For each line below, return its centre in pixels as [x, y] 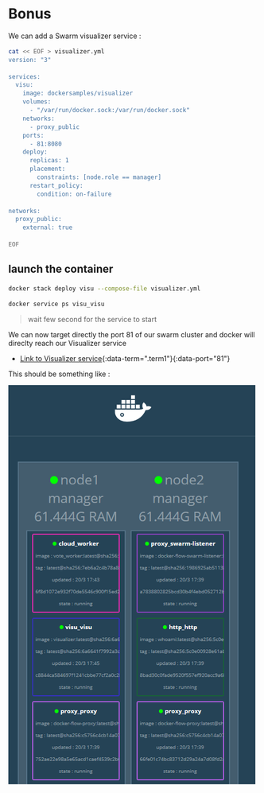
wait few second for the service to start [92, 319]
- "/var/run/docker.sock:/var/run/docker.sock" [110, 111]
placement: [47, 169]
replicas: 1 [49, 161]
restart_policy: [56, 185]
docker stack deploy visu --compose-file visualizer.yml [105, 288]
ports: [33, 135]
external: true [48, 227]
